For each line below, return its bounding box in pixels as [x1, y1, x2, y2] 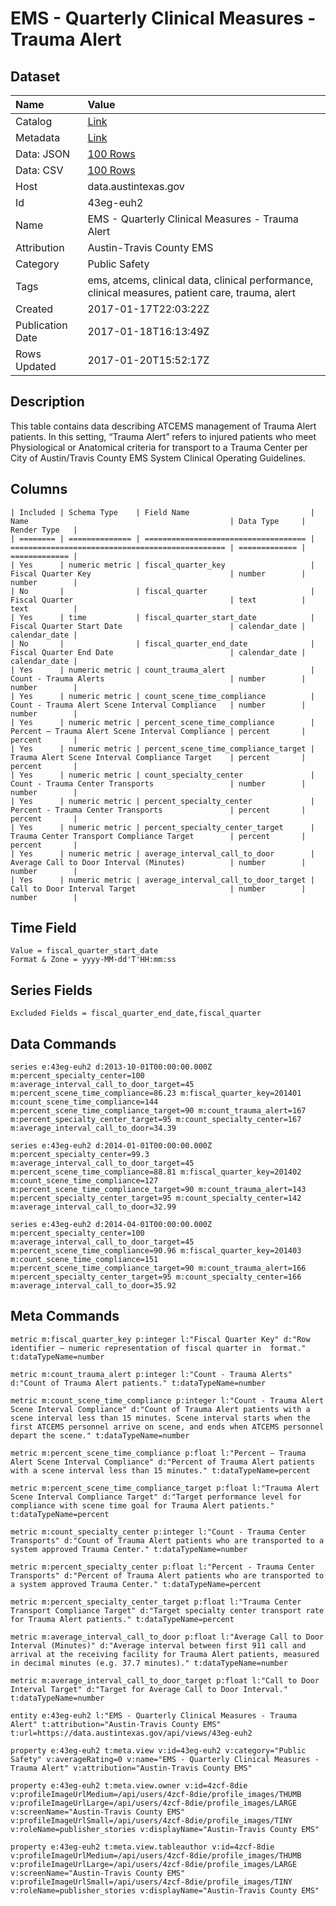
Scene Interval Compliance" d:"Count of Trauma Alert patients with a [10, 1404, 311, 1414]
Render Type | [10, 525, 78, 535]
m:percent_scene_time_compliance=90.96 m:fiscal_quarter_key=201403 [10, 1246, 302, 1256]
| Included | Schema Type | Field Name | [10, 507, 315, 517]
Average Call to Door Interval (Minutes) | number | [10, 857, 307, 867]
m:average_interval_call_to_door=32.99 [10, 1202, 177, 1212]
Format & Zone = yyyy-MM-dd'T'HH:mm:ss [10, 955, 177, 965]
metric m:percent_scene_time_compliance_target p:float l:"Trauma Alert [10, 1483, 320, 1493]
